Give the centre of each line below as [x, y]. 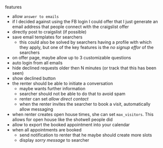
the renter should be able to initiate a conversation [63, 83]
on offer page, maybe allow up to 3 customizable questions [72, 58]
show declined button [34, 78]
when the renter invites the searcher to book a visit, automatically [85, 104]
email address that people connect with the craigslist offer [70, 27]
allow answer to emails [36, 16]
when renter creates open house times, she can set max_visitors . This [83, 114]
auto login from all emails [37, 63]
